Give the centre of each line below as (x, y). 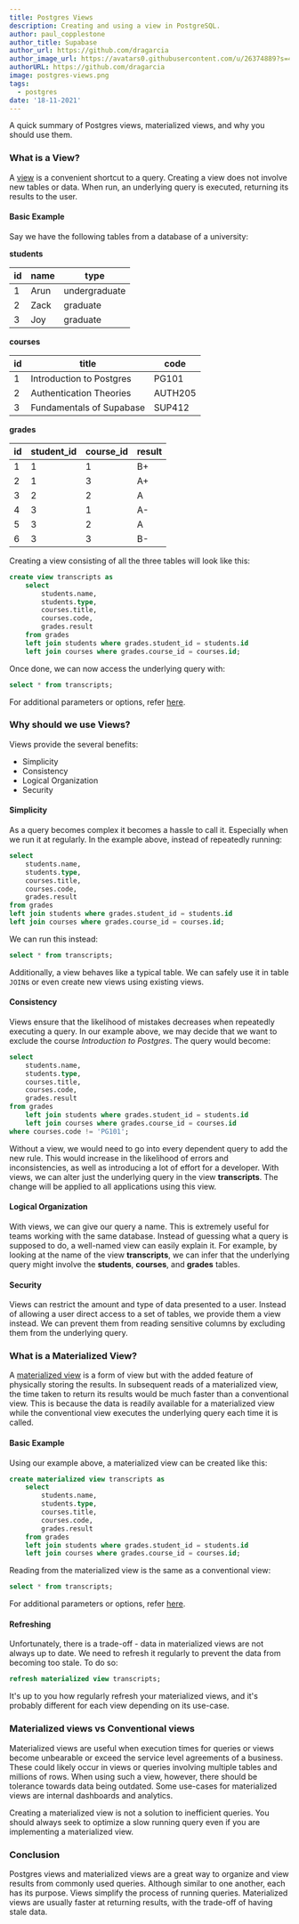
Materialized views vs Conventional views (102, 1729)
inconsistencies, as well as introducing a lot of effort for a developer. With (144, 1168)
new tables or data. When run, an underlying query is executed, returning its (149, 187)
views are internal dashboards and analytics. (91, 1795)
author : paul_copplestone (57, 34)
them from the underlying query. (69, 1333)
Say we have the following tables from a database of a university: (129, 236)
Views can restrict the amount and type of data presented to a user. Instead (148, 1305)
